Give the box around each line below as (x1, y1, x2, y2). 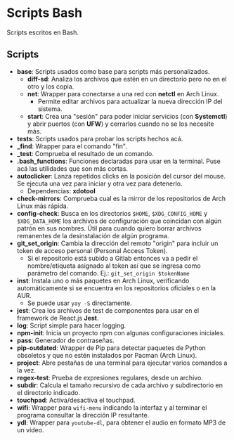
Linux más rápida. (16, 202, 69, 210)
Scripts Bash (6, 5, 82, 21)
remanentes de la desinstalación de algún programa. (16, 231, 169, 240)
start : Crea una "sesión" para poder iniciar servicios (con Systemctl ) (27, 112, 228, 120)
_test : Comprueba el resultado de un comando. (16, 149, 154, 157)
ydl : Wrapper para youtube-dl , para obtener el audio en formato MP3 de (16, 418, 226, 427)
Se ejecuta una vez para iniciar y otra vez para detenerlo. (16, 179, 183, 188)
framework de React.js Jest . (16, 313, 99, 322)
